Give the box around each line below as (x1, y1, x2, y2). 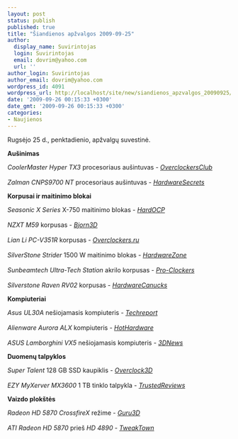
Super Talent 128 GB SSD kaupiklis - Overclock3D (7, 366, 153, 374)
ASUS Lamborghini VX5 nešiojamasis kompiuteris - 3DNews (7, 338, 183, 347)
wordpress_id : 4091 (7, 83, 65, 90)
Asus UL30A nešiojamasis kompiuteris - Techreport (7, 308, 158, 316)
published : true (7, 23, 55, 30)
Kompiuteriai (7, 294, 47, 303)
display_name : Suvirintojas (13, 43, 97, 50)
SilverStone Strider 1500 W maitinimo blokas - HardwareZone (7, 250, 187, 259)
